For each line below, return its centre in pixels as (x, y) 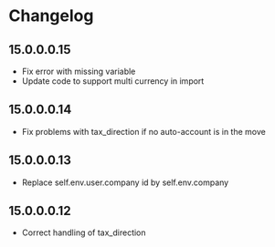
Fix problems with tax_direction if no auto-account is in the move (143, 131)
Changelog (51, 16)
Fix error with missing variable (79, 71)
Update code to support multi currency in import (113, 81)
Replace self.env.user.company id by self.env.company (125, 182)
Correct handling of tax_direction (84, 232)
